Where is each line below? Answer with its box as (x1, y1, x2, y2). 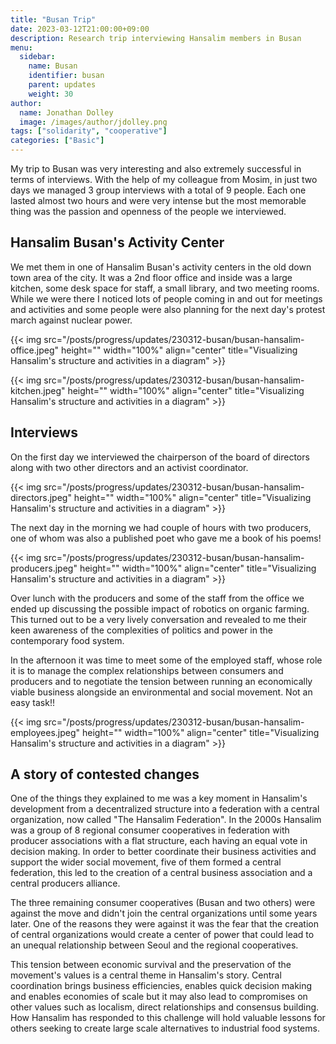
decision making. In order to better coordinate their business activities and (10, 846, 317, 858)
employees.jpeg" (10, 726, 81, 738)
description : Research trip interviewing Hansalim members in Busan (10, 33, 302, 43)
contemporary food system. (10, 634, 125, 646)
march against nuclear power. (10, 314, 133, 326)
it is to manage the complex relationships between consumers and (10, 664, 284, 676)
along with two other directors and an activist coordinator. (10, 461, 249, 473)
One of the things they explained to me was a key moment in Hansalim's (10, 792, 308, 805)
